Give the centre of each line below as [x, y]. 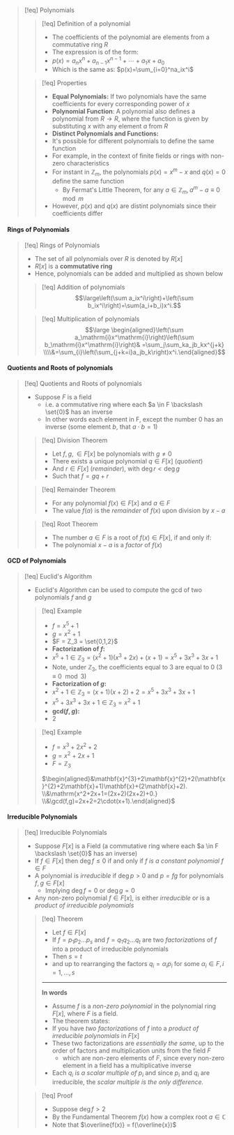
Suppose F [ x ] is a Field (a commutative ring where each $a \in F [127, 846]
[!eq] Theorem [62, 919]
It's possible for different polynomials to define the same [133, 141]
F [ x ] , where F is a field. [85, 1014]
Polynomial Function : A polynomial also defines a [124, 112]
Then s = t [67, 956]
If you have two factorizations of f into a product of [125, 1028]
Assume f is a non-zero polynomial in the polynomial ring [134, 1006]
